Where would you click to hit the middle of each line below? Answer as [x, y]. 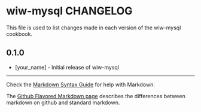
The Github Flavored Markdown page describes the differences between [96, 96]
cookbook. [19, 34]
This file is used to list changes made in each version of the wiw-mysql [94, 28]
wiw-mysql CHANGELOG [69, 11]
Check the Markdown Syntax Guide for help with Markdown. [81, 84]
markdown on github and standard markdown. [63, 102]
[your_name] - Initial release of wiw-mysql [67, 67]
